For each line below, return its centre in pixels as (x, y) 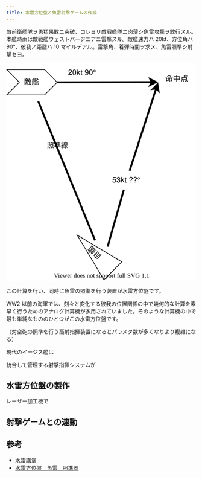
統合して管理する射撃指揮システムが (51, 365)
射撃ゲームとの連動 (42, 422)
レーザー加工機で (27, 401)
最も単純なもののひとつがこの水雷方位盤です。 (64, 319)
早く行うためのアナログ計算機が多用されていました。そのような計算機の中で (101, 311)
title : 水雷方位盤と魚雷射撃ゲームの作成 (52, 13)
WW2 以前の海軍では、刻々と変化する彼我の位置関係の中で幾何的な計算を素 (101, 303)
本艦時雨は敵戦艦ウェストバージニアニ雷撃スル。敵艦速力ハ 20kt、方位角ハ (100, 39)
